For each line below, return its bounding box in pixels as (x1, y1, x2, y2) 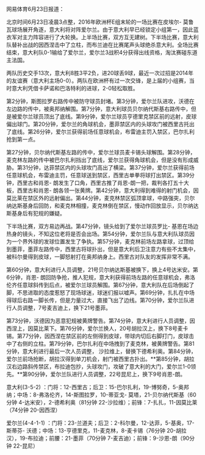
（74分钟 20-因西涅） (6, 406, 61, 414)
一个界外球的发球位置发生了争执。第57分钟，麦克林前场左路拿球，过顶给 (11, 238, 195, 245)
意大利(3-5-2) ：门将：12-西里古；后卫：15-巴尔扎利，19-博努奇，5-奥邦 (6, 384, 189, 390)
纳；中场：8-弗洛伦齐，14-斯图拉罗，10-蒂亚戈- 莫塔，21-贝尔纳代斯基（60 (6, 391, 196, 398)
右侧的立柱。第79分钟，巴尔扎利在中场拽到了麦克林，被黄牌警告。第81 (16, 340, 195, 347)
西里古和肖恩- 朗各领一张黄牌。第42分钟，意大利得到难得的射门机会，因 (16, 187, 199, 194)
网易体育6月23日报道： (6, 5, 65, 12)
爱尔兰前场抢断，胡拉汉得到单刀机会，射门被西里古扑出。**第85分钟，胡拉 (6, 356, 195, 362)
